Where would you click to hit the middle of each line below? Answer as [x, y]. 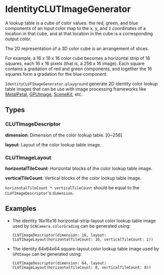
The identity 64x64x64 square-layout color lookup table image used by [86, 249]
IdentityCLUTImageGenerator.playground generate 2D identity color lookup [82, 84]
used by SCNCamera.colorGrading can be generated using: [71, 226]
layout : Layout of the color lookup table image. [53, 144]
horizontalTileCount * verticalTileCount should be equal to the [72, 187]
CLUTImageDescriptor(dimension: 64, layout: [59, 263]
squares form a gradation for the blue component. [57, 74]
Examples [21, 208]
